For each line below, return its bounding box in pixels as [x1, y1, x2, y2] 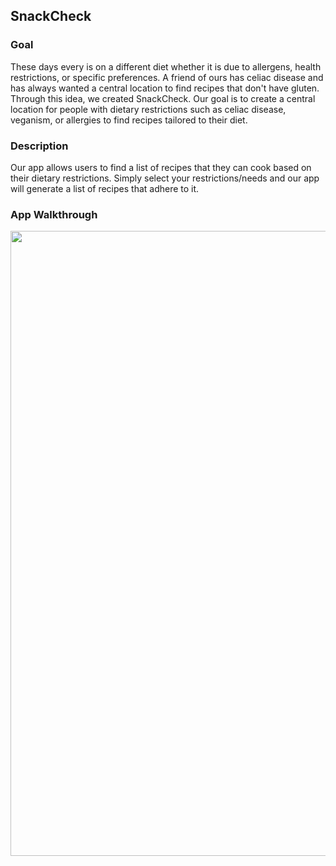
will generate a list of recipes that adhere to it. [10, 182, 200, 194]
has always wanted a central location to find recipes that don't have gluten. [10, 82, 320, 94]
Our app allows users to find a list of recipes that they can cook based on [10, 161, 312, 173]
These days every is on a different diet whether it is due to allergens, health [10, 60, 322, 73]
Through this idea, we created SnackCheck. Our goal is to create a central [10, 92, 316, 104]
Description [10, 139, 69, 153]
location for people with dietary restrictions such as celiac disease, [10, 103, 287, 115]
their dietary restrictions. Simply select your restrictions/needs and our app [10, 172, 320, 184]
